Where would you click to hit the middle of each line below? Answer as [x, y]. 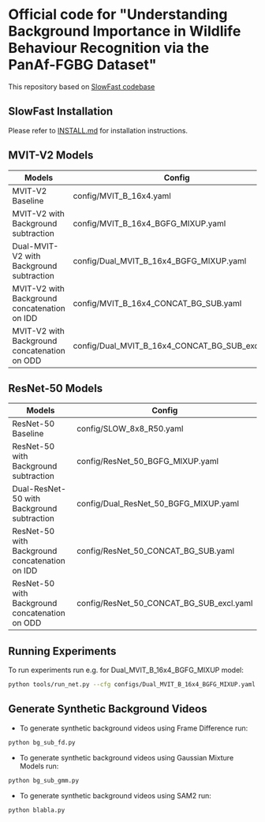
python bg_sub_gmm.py [44, 780]
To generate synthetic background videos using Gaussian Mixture [127, 757]
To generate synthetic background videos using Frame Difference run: [134, 728]
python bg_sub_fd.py [42, 742]
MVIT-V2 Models [51, 155]
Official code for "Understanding [118, 15]
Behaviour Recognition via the [109, 48]
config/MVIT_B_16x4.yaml [122, 196]
